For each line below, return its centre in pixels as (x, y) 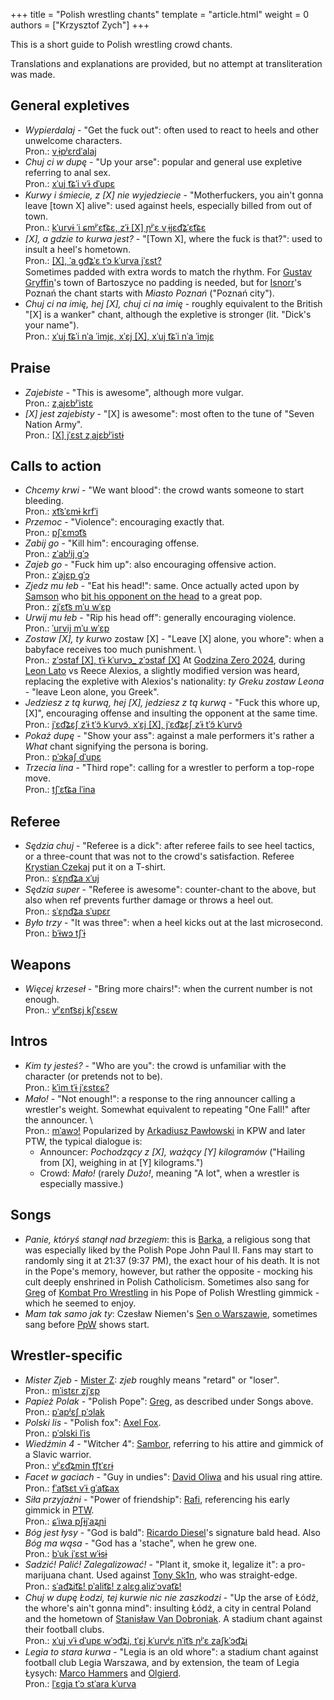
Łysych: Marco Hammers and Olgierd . (103, 1673)
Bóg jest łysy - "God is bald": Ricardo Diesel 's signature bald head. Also (173, 1532)
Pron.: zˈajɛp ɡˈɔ (57, 575)
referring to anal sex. (68, 172)
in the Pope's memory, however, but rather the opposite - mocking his (169, 1271)
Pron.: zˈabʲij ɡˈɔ (57, 554)
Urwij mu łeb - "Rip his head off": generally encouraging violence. (160, 618)
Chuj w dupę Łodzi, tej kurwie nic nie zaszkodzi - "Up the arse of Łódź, (171, 1597)
